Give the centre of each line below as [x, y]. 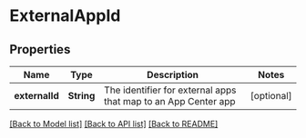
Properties [40, 49]
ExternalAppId [65, 16]
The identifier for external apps [170, 90]
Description [173, 75]
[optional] [271, 96]
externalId [36, 96]
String [82, 96]
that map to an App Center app [170, 101]
